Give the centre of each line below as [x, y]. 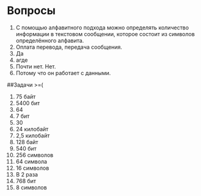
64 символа [31, 161]
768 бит [26, 181]
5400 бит [28, 103]
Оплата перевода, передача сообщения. [69, 47]
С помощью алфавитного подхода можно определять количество [102, 27]
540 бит [26, 148]
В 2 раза [27, 174]
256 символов [35, 155]
